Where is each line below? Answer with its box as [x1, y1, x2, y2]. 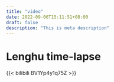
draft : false [6, 19, 38, 25]
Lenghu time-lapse [6, 50, 102, 63]
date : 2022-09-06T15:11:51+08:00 [6, 14, 89, 20]
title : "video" [6, 8, 44, 15]
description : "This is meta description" [6, 25, 110, 31]
